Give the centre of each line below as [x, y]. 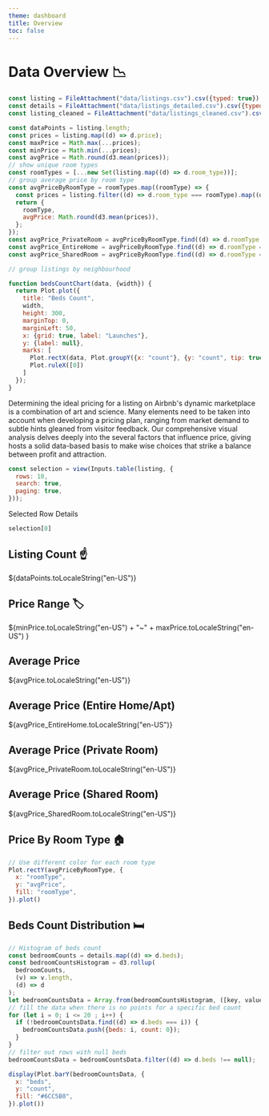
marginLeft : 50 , [50, 328]
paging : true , [39, 491]
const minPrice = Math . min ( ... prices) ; [75, 150]
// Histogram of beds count [55, 948]
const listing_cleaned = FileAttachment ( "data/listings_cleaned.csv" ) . [130, 114]
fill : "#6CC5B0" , [44, 1097]
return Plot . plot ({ [48, 291]
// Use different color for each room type [82, 862]
